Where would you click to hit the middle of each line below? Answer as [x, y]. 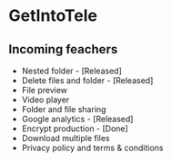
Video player [46, 100]
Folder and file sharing [64, 109]
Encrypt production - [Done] [75, 129]
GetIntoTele [53, 16]
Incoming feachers [63, 49]
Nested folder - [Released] [71, 71]
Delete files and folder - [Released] [87, 81]
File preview [45, 90]
